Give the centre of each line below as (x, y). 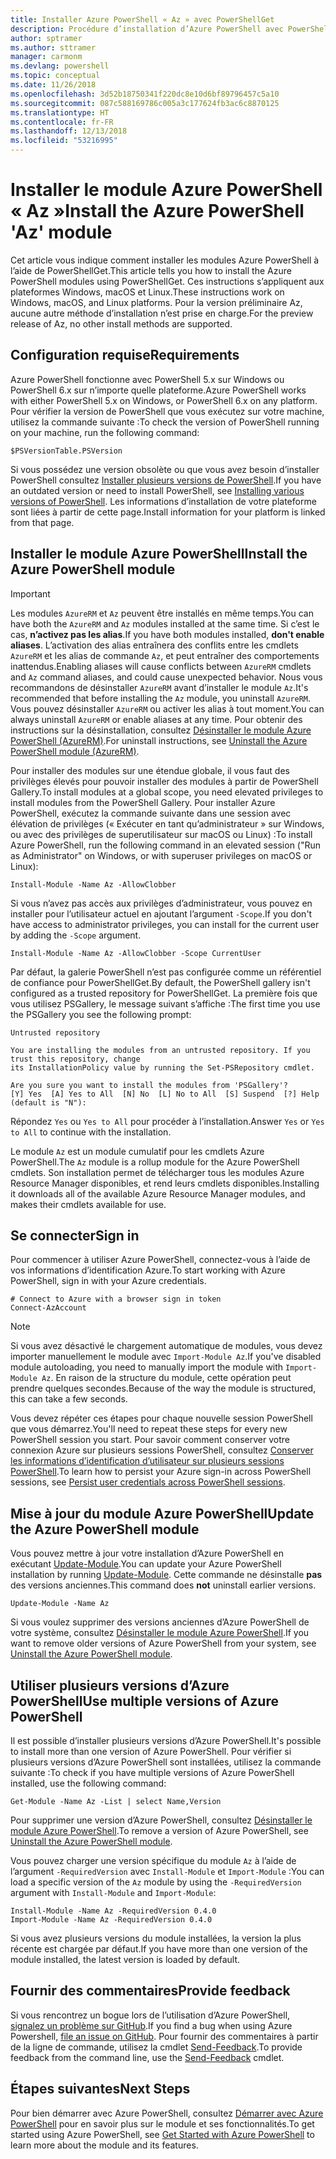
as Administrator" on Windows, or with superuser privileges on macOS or (161, 855)
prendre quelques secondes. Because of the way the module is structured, (163, 1388)
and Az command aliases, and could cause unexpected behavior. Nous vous (166, 677)
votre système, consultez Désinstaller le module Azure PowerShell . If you (160, 1633)
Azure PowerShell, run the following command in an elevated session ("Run (166, 845)
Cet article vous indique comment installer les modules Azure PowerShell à (165, 260)
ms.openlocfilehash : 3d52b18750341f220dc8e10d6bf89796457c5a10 (145, 94)
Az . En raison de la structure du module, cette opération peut (166, 1378)
